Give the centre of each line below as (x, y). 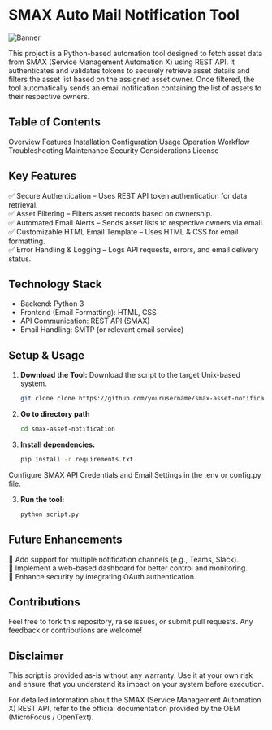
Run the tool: (42, 499)
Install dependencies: (58, 444)
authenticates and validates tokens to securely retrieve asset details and (129, 70)
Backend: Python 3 (52, 304)
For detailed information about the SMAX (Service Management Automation (135, 700)
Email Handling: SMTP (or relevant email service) (102, 330)
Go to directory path (55, 414)
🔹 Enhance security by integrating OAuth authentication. (102, 576)
